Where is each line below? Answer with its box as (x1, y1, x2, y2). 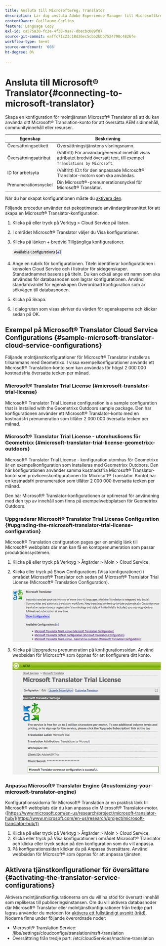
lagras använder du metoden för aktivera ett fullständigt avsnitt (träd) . (5, 910, 147, 916)
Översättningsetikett (7, 143, 48, 149)
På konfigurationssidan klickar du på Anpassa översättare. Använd (12, 846, 148, 852)
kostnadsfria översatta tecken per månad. (5, 370, 90, 376)
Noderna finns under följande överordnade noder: (5, 915, 107, 921)
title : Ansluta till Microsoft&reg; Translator (5, 8, 105, 13)
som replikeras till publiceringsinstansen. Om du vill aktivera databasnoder (5, 900, 157, 905)
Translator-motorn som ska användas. (56, 172, 135, 178)
